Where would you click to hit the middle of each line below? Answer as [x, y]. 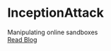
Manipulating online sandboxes [53, 32]
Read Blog [22, 39]
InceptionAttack [55, 13]
